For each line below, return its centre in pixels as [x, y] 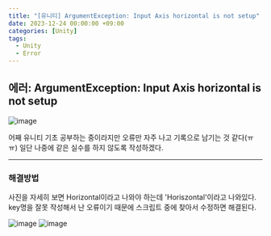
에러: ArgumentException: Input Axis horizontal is [135, 88]
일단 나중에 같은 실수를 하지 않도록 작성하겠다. [91, 147]
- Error [29, 53]
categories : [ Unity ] [43, 31]
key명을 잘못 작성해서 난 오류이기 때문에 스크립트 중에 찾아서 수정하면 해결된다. [132, 208]
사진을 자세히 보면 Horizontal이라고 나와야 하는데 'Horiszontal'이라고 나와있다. [132, 197]
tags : [17, 38]
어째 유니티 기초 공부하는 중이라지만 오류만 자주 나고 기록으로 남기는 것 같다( [128, 137]
